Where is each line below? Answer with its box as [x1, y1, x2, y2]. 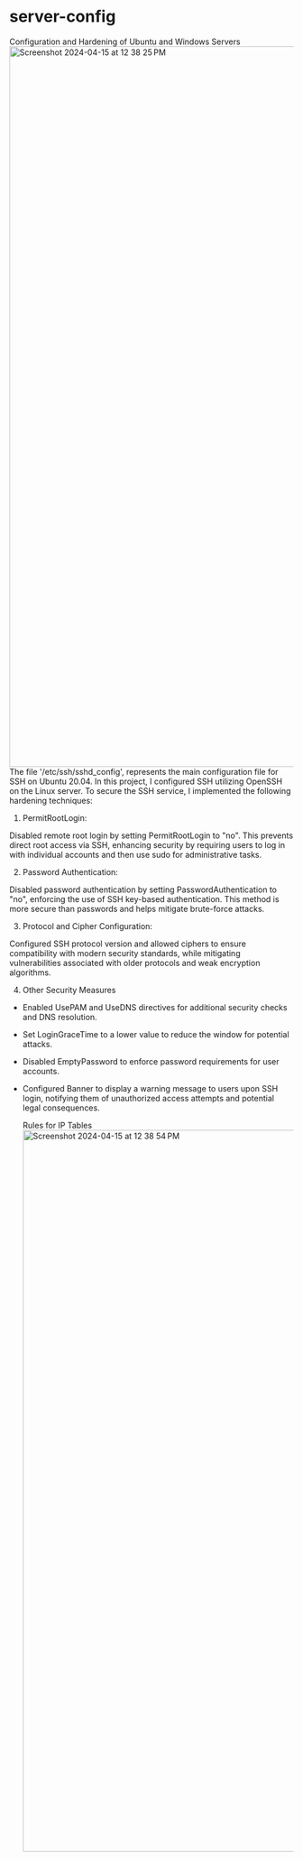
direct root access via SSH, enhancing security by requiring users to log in [9, 839, 286, 850]
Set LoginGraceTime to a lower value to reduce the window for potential [22, 1028, 290, 1039]
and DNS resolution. [22, 1011, 97, 1022]
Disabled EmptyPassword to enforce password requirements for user [22, 1055, 280, 1066]
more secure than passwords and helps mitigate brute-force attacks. [9, 903, 265, 914]
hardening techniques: [9, 795, 93, 806]
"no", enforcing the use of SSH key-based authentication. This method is [9, 893, 280, 904]
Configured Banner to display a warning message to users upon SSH [22, 1083, 279, 1093]
